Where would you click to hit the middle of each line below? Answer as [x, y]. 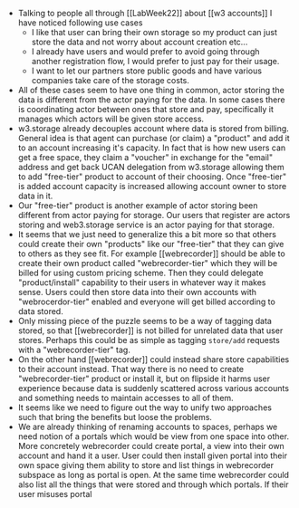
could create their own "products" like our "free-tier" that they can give [151, 244]
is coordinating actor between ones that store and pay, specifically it [146, 109]
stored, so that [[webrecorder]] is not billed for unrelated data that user [150, 331]
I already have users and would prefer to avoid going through [145, 52]
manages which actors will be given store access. [111, 119]
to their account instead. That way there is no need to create [131, 369]
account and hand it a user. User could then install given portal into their [153, 455]
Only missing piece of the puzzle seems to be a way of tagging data [145, 321]
